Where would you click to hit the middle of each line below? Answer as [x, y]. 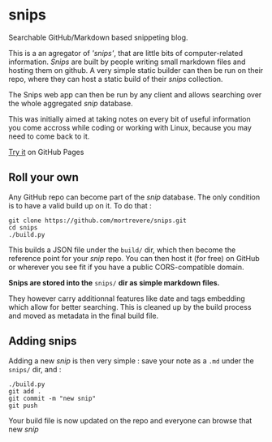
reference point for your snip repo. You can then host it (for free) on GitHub [134, 258]
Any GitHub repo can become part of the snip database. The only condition [134, 197]
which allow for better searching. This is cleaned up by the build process [130, 307]
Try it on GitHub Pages [46, 152]
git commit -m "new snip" [52, 398]
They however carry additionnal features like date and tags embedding [127, 298]
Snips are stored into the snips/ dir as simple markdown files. [114, 282]
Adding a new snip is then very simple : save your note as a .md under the [131, 360]
